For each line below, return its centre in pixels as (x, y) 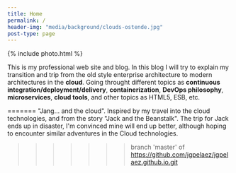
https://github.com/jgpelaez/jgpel (180, 155)
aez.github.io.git (154, 162)
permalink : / (27, 20)
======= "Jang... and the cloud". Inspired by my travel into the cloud (109, 111)
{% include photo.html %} (45, 54)
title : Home (25, 14)
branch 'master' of (158, 147)
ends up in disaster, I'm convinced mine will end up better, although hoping (117, 126)
